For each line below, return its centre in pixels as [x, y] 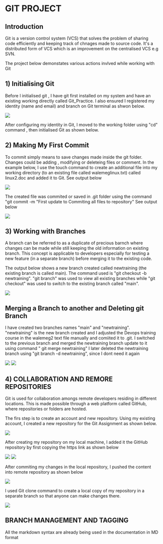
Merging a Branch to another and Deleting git [75, 308]
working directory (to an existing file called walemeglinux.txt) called [73, 173]
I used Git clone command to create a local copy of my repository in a [75, 491]
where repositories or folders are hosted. [46, 409]
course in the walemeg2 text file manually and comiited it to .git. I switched [80, 338]
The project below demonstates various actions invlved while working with [80, 63]
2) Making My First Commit [47, 145]
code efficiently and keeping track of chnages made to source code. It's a [79, 44]
